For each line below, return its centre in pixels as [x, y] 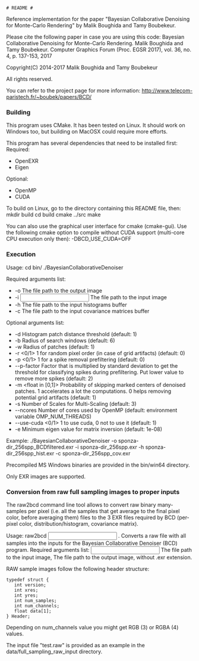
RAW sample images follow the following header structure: [78, 569]
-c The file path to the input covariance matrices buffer [82, 311]
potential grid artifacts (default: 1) [56, 397]
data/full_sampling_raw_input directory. [54, 651]
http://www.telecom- [167, 91]
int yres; [26, 595]
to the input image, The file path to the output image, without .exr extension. [99, 557]
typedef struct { [28, 580]
